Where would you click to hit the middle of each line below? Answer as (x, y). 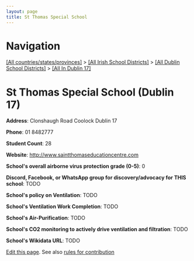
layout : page (22, 11)
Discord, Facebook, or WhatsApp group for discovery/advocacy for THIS (96, 178)
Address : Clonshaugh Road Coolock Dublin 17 (62, 121)
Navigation (33, 46)
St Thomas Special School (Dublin (90, 92)
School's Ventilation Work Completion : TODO (62, 206)
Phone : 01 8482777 (30, 132)
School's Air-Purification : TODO (46, 218)
